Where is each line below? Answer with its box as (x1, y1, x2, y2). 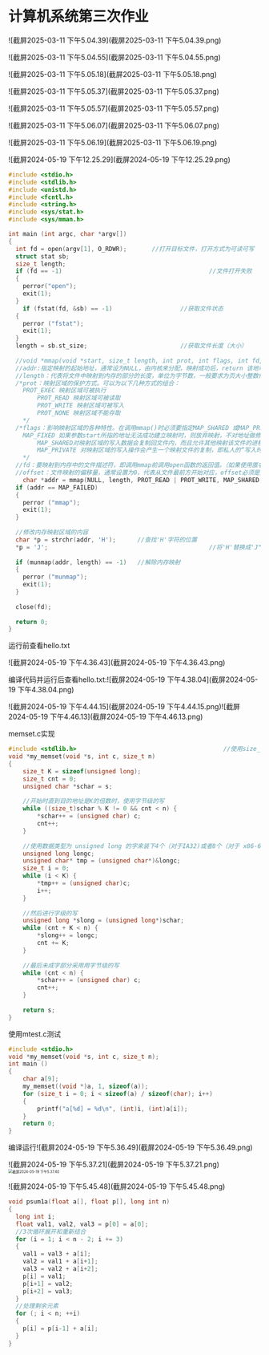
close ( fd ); (15, 602, 52, 611)
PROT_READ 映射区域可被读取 (37, 394, 121, 402)
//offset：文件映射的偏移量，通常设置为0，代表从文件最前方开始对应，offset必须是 (15, 469, 260, 477)
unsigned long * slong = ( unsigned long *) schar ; (22, 916, 184, 925)
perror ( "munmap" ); (22, 573, 88, 582)
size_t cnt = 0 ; (22, 775, 78, 783)
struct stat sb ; (15, 252, 70, 261)
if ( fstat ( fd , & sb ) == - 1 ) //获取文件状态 (22, 304, 224, 313)
